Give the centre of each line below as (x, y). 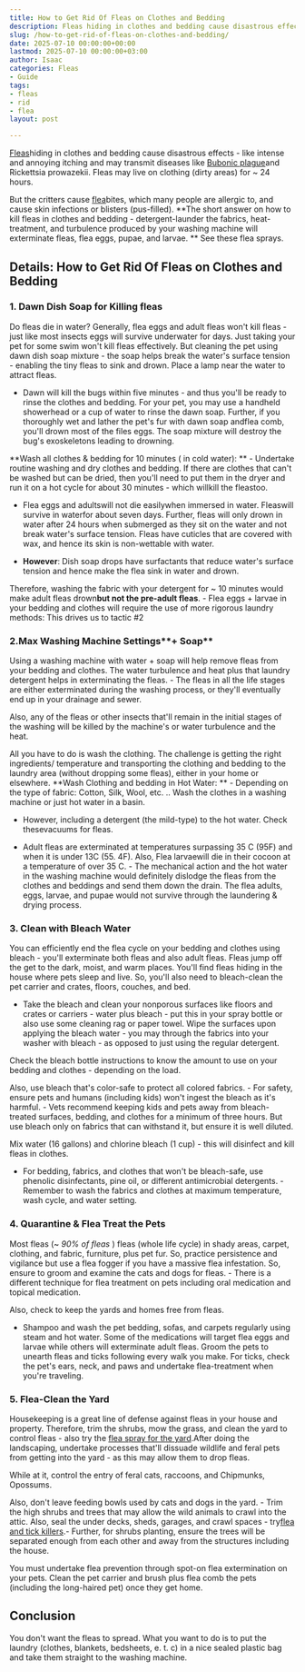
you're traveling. (53, 1375)
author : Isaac (36, 60)
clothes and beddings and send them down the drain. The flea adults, (152, 886)
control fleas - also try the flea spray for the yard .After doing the (129, 1438)
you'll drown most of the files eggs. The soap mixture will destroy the (152, 431)
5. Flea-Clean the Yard (59, 1398)
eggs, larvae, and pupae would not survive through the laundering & (150, 895)
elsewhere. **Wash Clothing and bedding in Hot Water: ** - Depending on (149, 783)
